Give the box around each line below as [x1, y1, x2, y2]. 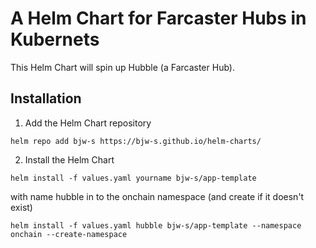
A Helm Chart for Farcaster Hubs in [10, 7, 307, 30]
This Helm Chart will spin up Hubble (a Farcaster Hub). [10, 61, 235, 73]
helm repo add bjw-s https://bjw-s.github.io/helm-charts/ [10, 136, 262, 146]
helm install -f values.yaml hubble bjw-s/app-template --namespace [10, 220, 302, 231]
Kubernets [10, 28, 100, 51]
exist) [10, 201, 33, 213]
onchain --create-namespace [10, 229, 128, 239]
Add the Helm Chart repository [24, 117, 152, 129]
